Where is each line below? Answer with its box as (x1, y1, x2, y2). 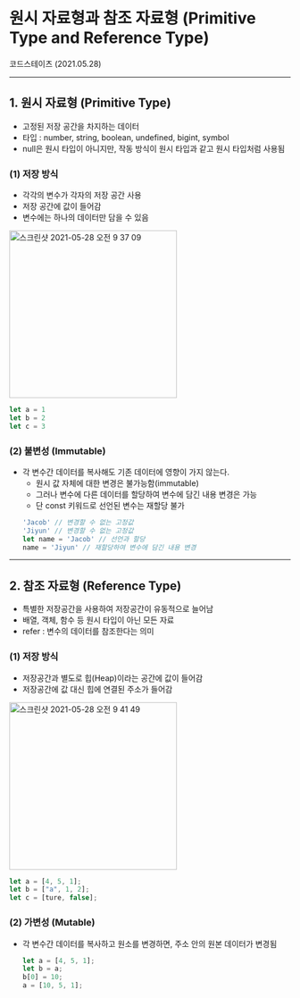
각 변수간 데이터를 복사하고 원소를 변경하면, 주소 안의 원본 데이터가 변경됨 (21, 938, 278, 949)
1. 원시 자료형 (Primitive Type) (9, 96, 171, 111)
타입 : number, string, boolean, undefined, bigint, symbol (21, 131, 229, 143)
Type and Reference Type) (9, 28, 210, 48)
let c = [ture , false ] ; (9, 893, 98, 902)
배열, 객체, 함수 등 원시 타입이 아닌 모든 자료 (21, 615, 175, 625)
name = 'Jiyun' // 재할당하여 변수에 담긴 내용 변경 (21, 542, 196, 552)
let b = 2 (9, 413, 46, 423)
